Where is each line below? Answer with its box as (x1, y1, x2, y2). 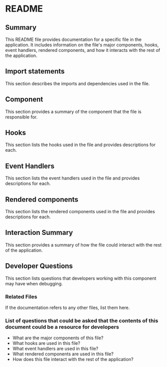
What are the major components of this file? (12, 335, 104, 341)
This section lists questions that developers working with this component (5, 275, 157, 281)
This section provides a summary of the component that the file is (5, 108, 142, 114)
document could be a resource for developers (5, 323, 119, 330)
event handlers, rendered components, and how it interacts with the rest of (5, 47, 160, 53)
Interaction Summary (5, 228, 73, 237)
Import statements (5, 67, 65, 76)
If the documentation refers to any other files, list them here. (5, 304, 130, 311)
